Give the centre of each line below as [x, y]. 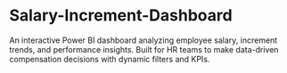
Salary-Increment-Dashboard [121, 16]
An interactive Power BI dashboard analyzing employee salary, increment [143, 40]
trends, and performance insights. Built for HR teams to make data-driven [144, 49]
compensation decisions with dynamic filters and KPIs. [110, 59]
